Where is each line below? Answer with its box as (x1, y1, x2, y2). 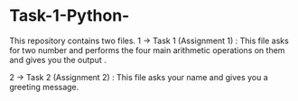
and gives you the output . (9, 54, 107, 65)
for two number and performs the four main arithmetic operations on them (9, 44, 285, 55)
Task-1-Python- (9, 5, 130, 26)
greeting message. (9, 81, 79, 92)
